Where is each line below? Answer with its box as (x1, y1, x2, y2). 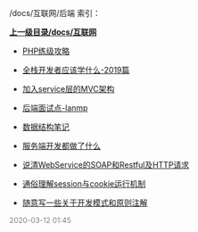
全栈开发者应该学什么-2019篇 (21, 65, 130, 75)
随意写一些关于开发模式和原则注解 (21, 197, 148, 208)
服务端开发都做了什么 (21, 141, 101, 151)
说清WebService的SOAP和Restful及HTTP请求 (21, 160, 190, 170)
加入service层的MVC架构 (21, 84, 115, 94)
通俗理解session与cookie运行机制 (21, 178, 146, 189)
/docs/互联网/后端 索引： (9, 8, 101, 18)
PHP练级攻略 (21, 46, 70, 56)
